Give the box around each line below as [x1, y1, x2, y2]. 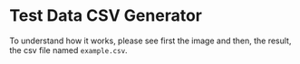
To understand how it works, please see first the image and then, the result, [9, 35, 292, 46]
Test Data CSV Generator [9, 5, 202, 26]
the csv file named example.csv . [9, 44, 129, 55]
